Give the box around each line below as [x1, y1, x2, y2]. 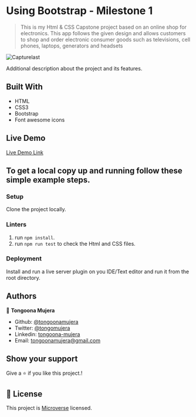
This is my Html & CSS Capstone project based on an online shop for [20, 23, 187, 30]
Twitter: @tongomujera [14, 324, 70, 331]
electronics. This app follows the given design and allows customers [20, 29, 186, 36]
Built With [6, 82, 43, 92]
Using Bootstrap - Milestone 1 [6, 4, 153, 18]
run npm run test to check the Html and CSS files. [14, 240, 136, 247]
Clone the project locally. [6, 206, 66, 213]
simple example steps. [6, 175, 90, 185]
